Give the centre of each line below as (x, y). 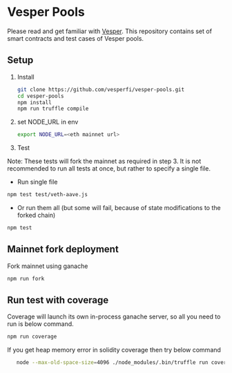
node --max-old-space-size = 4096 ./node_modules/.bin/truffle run (112, 363)
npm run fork (26, 278)
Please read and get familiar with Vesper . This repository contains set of (110, 31)
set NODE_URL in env (48, 122)
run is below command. (40, 324)
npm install (34, 102)
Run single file (37, 182)
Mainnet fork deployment (63, 249)
